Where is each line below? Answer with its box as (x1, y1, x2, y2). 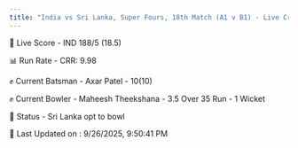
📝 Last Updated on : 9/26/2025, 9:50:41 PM (9, 128, 169, 138)
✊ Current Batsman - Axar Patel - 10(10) (9, 75, 153, 86)
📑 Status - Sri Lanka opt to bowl (9, 111, 126, 121)
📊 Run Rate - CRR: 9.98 (9, 55, 98, 66)
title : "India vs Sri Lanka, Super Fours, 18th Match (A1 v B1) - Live (9, 12, 279, 22)
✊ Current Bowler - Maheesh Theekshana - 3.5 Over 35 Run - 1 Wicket (9, 93, 266, 104)
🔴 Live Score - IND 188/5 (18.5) (9, 37, 122, 48)
